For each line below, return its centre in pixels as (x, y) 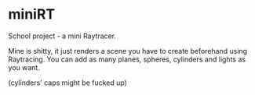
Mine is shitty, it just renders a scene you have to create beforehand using (128, 51)
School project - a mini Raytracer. (62, 36)
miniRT (32, 14)
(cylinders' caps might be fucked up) (68, 83)
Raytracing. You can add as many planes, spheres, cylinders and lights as (127, 59)
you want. (24, 67)
